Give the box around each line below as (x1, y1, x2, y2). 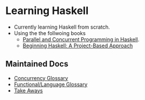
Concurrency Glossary (13, 74, 68, 81)
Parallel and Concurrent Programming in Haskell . (22, 36, 140, 43)
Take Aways (13, 87, 43, 94)
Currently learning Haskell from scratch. (13, 23, 110, 30)
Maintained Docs (5, 59, 69, 69)
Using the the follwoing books (13, 29, 86, 36)
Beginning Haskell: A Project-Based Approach (22, 42, 133, 49)
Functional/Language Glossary (13, 81, 88, 88)
